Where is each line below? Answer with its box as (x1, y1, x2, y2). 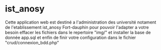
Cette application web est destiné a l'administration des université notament (5, 19, 156, 25)
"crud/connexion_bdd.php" (5, 39, 59, 45)
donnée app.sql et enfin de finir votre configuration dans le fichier (5, 35, 136, 40)
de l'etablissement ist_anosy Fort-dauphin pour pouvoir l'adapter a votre (5, 24, 149, 30)
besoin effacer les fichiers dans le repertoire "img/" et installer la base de (5, 29, 151, 35)
